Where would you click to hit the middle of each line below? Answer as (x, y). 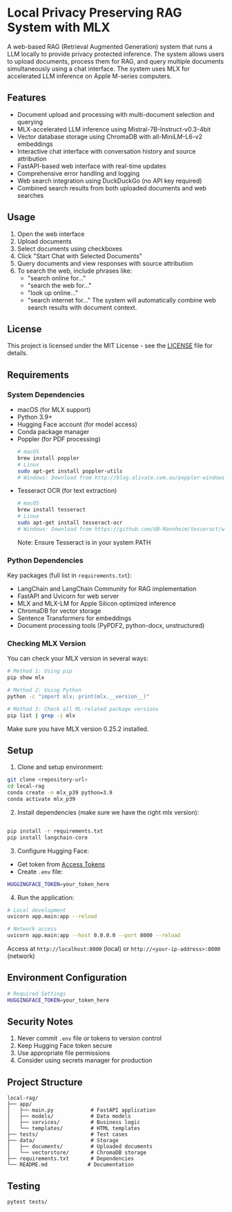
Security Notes (40, 1022)
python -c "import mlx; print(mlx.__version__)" (78, 697)
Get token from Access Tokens (61, 864)
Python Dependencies (46, 560)
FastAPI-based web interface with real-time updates (91, 166)
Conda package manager (53, 432)
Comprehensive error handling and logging (78, 173)
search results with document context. (82, 307)
